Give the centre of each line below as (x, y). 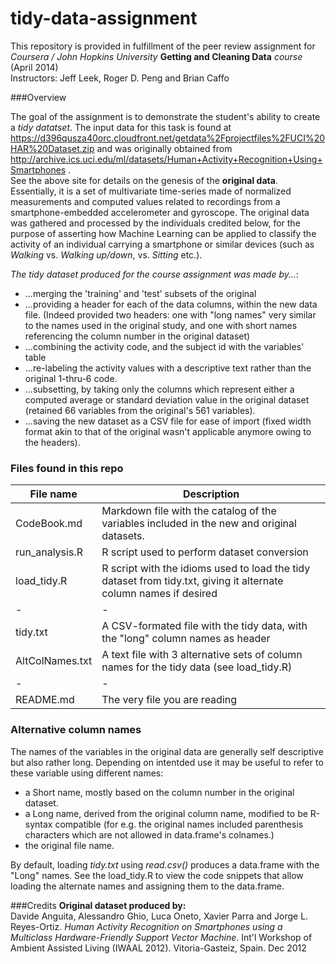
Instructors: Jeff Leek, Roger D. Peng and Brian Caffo (120, 78)
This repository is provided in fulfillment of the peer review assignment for (163, 46)
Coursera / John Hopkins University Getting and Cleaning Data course (156, 56)
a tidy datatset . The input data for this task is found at (121, 127)
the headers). (52, 442)
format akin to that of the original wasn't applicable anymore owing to (168, 431)
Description (211, 494)
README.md (45, 700)
